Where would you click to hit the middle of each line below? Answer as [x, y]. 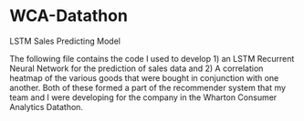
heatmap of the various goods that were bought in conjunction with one [144, 77]
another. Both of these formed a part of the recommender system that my [147, 87]
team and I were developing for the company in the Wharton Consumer [143, 97]
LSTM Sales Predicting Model [65, 41]
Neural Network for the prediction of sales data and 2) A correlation [136, 68]
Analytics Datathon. [47, 106]
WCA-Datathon [68, 16]
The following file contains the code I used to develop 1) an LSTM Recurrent [152, 58]
